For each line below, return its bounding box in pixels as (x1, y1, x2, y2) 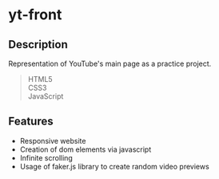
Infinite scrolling (19, 153, 74, 162)
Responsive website (19, 136, 86, 145)
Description (8, 38, 68, 51)
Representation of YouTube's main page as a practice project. (8, 59, 212, 68)
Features (8, 115, 54, 128)
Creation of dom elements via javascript (19, 144, 152, 154)
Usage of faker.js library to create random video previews (19, 161, 209, 171)
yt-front (8, 6, 62, 24)
